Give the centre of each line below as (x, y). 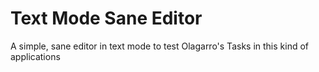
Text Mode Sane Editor (106, 18)
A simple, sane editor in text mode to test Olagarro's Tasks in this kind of (159, 46)
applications (35, 56)
